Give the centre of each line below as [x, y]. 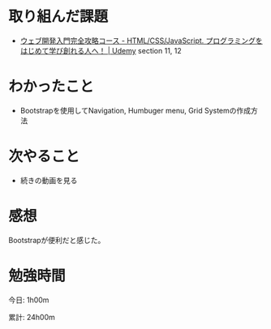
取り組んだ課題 [58, 17]
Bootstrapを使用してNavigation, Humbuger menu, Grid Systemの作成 [135, 110]
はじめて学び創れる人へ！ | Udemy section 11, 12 [101, 50]
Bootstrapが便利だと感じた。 [57, 240]
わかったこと [52, 87]
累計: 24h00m [32, 317]
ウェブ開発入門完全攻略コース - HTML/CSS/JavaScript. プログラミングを [142, 41]
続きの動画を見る [49, 180]
